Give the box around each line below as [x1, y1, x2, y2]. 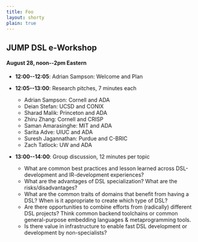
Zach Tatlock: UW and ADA [24, 141, 93, 148]
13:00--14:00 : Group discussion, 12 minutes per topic [15, 152, 150, 160]
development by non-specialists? [24, 229, 107, 236]
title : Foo [6, 8, 34, 15]
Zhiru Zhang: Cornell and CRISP [24, 116, 104, 123]
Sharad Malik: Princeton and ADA [24, 109, 108, 116]
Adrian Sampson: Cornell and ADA [24, 96, 110, 103]
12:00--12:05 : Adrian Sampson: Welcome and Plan [15, 73, 144, 80]
